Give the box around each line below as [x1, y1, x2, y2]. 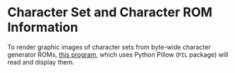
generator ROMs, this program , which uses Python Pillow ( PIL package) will [7, 50, 229, 59]
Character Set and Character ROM [7, 4, 213, 21]
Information [7, 19, 78, 35]
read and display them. [7, 57, 75, 66]
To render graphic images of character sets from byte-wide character [7, 43, 211, 51]
